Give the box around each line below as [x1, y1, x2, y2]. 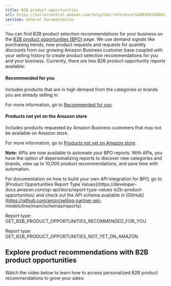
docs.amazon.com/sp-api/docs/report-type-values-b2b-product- [5, 186, 144, 192]
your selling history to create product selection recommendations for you [5, 52, 159, 59]
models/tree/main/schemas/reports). [5, 203, 83, 209]
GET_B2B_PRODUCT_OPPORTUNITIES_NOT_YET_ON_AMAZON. [5, 233, 139, 239]
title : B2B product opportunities [5, 7, 79, 13]
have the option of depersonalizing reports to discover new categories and [5, 155, 162, 161]
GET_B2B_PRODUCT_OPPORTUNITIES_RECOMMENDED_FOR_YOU [5, 218, 147, 224]
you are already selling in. [5, 92, 60, 98]
